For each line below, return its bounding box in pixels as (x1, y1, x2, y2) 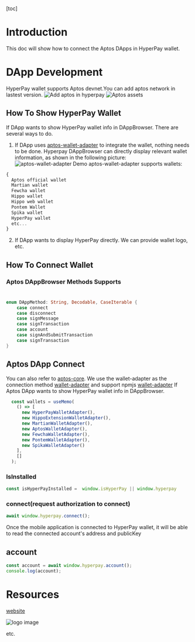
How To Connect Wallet (6, 260, 94, 270)
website (6, 607, 25, 614)
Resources (6, 588, 60, 601)
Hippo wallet (11, 193, 43, 199)
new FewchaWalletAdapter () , (21, 431, 91, 437)
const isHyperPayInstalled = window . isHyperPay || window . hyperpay (6, 486, 177, 492)
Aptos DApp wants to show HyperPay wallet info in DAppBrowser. (6, 387, 165, 394)
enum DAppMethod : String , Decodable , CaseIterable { (6, 299, 138, 305)
